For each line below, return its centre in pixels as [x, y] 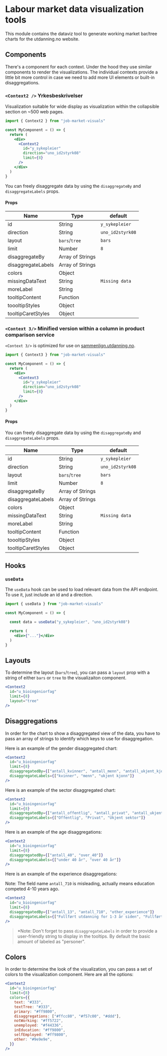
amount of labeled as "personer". [51, 941]
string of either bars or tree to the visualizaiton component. [66, 678]
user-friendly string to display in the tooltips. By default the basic [84, 936]
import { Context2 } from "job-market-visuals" [55, 121]
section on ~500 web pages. [35, 112]
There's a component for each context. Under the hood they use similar [79, 66]
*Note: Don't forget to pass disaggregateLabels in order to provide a [87, 931]
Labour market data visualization [75, 9]
